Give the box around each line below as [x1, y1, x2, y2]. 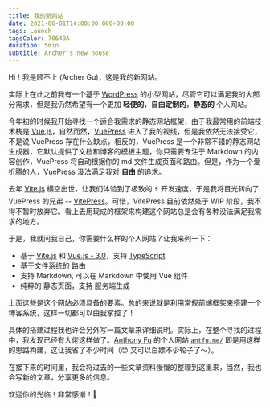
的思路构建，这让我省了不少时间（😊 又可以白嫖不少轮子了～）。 [8, 345, 219, 355]
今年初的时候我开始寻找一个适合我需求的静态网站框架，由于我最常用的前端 [8, 117, 255, 125]
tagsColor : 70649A [8, 34, 70, 43]
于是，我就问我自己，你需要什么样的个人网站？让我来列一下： [8, 234, 213, 243]
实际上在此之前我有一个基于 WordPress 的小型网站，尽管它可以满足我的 [8, 89, 246, 99]
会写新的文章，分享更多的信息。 [8, 372, 114, 382]
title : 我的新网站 [8, 11, 64, 20]
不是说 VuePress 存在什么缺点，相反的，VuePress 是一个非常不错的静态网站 [8, 137, 261, 146]
